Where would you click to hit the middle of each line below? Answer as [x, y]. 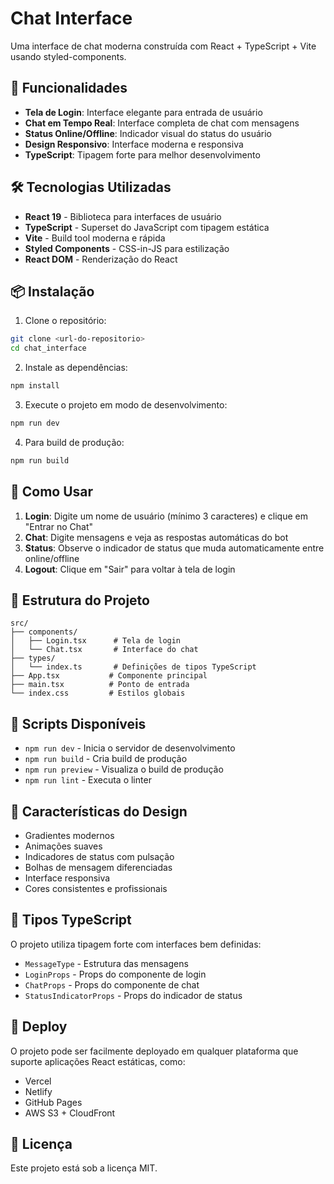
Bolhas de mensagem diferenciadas [98, 867]
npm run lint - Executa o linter [88, 780]
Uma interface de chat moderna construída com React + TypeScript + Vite [163, 46]
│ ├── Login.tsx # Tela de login [96, 641]
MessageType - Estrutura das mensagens [106, 963]
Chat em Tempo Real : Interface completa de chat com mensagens [162, 123]
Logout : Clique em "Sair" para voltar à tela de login [130, 569]
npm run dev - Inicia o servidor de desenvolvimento [130, 748]
